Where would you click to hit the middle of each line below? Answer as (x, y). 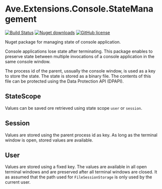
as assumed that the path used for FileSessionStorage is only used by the (79, 177)
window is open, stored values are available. (49, 140)
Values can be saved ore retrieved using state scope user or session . (74, 108)
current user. (18, 182)
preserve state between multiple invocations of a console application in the (80, 56)
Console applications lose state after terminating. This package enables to (79, 51)
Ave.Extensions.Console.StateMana (79, 9)
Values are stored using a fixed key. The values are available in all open (76, 167)
